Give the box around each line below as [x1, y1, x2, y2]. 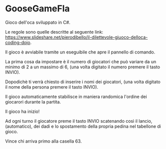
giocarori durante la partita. [5, 99, 61, 104]
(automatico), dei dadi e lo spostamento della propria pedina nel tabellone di [5, 123, 162, 129]
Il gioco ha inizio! [5, 108, 40, 114]
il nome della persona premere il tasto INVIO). [5, 84, 98, 90]
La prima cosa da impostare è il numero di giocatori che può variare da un [5, 58, 157, 64]
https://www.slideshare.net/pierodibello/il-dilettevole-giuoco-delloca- [5, 34, 148, 40]
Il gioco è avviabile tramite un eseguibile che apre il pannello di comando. [5, 49, 156, 55]
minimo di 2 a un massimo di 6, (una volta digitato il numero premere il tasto [5, 64, 161, 70]
